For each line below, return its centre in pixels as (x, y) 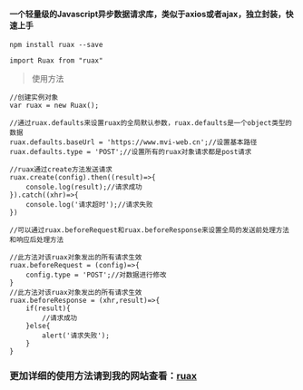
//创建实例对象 (34, 98)
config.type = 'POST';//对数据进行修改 (96, 275)
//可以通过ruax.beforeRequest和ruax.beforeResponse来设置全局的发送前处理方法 (150, 230)
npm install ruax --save (56, 45)
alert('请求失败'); (76, 336)
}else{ (38, 327)
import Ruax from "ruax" (56, 61)
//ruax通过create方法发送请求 (61, 170)
